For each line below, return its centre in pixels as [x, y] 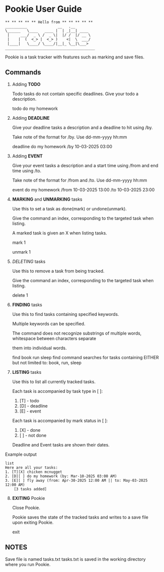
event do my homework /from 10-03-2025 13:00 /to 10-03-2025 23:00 [83, 189]
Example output [21, 454]
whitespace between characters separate [54, 338]
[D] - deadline [34, 406]
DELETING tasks [29, 261]
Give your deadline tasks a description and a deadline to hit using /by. [82, 127]
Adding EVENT [27, 156]
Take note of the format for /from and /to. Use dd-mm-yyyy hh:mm [80, 180]
